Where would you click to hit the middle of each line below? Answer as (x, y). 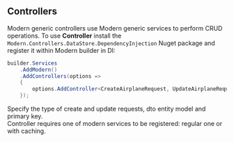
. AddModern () (39, 70)
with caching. (27, 131)
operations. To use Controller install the (64, 35)
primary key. (25, 116)
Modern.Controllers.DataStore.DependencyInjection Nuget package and (111, 43)
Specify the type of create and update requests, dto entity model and (107, 109)
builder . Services (32, 63)
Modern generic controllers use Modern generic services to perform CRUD (115, 28)
